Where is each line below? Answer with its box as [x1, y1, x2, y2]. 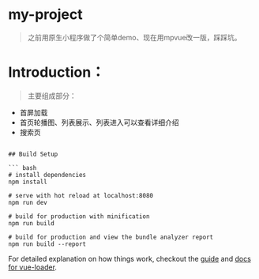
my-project [8, 6, 83, 24]
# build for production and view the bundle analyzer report [8, 233, 214, 241]
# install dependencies [8, 171, 87, 179]
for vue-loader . [8, 262, 58, 272]
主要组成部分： [27, 91, 77, 100]
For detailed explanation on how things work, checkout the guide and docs [8, 254, 251, 263]
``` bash [8, 164, 37, 172]
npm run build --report [8, 239, 87, 248]
